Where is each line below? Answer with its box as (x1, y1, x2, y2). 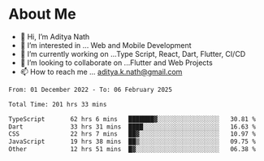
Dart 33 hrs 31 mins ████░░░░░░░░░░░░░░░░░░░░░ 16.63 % (8, 123, 256, 131)
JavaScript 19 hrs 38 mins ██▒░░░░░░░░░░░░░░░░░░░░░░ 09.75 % (8, 137, 256, 146)
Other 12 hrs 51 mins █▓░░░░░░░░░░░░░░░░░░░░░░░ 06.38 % (8, 146, 256, 154)
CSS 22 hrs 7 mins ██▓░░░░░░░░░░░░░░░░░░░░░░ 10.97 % (8, 130, 256, 138)
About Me (8, 5, 76, 24)
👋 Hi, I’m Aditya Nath (19, 32, 90, 41)
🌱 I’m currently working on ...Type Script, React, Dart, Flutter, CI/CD (19, 49, 246, 59)
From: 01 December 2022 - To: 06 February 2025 (8, 85, 173, 94)
